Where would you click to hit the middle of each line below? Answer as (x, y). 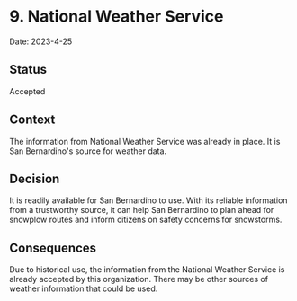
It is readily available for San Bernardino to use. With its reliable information (148, 200)
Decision (35, 178)
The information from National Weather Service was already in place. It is (145, 141)
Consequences (53, 248)
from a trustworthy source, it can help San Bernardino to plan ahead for (142, 210)
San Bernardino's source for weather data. (88, 151)
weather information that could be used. (84, 288)
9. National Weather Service (117, 17)
